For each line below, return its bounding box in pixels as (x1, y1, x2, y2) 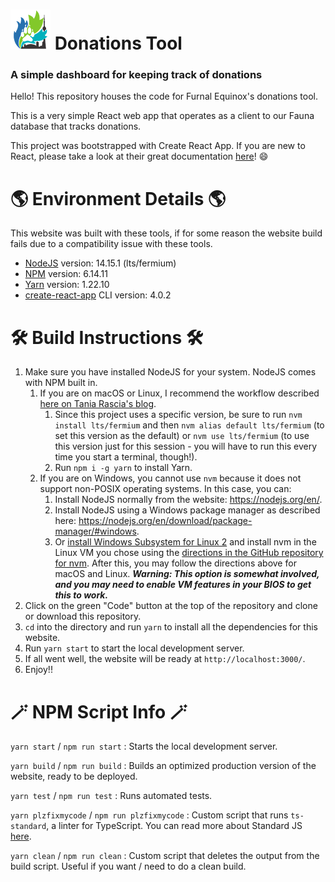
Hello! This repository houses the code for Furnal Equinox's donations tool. (10, 90, 318, 103)
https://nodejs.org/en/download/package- (78, 515, 253, 527)
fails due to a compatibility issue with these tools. (10, 238, 213, 250)
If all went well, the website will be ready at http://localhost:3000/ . (24, 653, 306, 665)
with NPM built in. (24, 377, 98, 389)
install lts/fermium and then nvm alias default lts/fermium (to (54, 419, 325, 431)
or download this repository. (24, 610, 142, 623)
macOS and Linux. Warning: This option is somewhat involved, (54, 568, 320, 580)
